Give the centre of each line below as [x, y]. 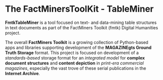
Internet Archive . [23, 73]
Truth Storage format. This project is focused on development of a [72, 53]
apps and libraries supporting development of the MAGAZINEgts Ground [78, 47]
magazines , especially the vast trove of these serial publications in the [76, 68]
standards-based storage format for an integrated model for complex [75, 58]
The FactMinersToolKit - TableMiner [80, 9]
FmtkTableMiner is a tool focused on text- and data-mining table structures [81, 22]
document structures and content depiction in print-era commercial [74, 63]
